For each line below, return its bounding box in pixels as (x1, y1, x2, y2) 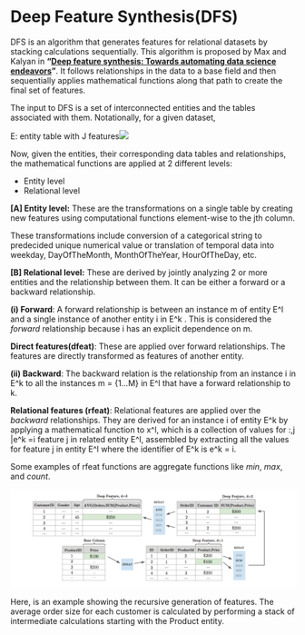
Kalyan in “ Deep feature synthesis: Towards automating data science (10, 55, 277, 66)
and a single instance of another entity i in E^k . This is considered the (10, 313, 272, 324)
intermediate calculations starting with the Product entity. (10, 616, 225, 627)
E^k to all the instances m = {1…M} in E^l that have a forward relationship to (10, 377, 291, 388)
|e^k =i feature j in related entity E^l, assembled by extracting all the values (10, 433, 290, 444)
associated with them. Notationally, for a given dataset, (10, 112, 216, 123)
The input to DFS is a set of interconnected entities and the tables (10, 102, 256, 113)
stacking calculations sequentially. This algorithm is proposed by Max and (10, 45, 287, 56)
